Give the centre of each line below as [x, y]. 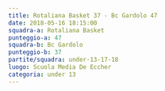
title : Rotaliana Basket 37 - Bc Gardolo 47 [83, 15]
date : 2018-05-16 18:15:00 [53, 23]
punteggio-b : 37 [35, 52]
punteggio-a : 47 [35, 38]
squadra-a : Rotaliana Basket [56, 30]
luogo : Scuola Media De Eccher [60, 67]
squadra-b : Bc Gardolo [46, 45]
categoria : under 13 [42, 74]
